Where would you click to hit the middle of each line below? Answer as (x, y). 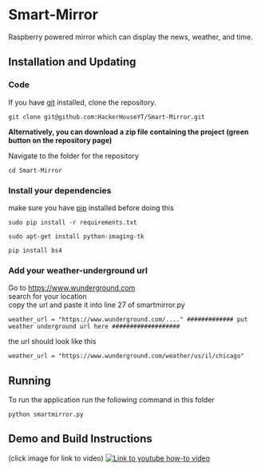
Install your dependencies (60, 190)
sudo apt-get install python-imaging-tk (77, 236)
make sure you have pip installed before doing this (91, 208)
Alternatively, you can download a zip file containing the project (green (129, 132)
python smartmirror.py (46, 415)
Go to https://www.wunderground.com (72, 288)
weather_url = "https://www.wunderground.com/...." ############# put (128, 320)
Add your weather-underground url (78, 270)
